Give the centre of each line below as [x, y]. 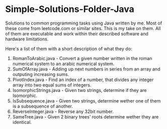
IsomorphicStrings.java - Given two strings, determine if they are [79, 90]
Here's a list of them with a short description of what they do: [69, 48]
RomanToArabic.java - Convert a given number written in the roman [82, 58]
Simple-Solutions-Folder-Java [70, 9]
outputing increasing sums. [41, 74]
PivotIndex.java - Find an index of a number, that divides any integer [83, 79]
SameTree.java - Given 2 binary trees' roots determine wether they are [86, 116]
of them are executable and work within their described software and [77, 33]
